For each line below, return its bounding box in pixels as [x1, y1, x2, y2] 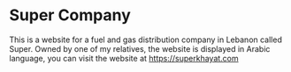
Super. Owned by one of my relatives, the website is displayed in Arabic [9, 43, 271, 54]
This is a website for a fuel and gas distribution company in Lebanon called [9, 34, 283, 45]
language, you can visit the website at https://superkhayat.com [9, 53, 239, 63]
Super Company [9, 5, 131, 25]
